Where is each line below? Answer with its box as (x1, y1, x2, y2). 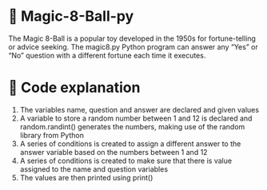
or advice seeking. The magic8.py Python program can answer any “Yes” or (8, 42, 258, 51)
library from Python (19, 130, 84, 140)
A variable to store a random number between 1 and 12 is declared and (19, 113, 253, 123)
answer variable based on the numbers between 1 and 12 (19, 147, 208, 156)
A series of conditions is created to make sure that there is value (19, 156, 233, 165)
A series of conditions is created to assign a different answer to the (19, 139, 241, 148)
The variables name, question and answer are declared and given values (19, 105, 260, 114)
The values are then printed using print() (19, 172, 153, 182)
